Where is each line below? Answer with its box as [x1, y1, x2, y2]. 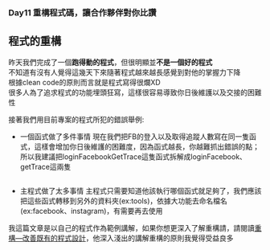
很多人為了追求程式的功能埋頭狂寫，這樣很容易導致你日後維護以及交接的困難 [8, 87, 262, 97]
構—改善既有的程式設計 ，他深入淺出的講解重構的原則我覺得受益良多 [8, 233, 234, 243]
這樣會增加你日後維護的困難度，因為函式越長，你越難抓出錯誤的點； [34, 141, 260, 151]
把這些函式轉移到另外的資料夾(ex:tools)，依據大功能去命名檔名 [19, 195, 227, 206]
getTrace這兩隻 [19, 162, 72, 171]
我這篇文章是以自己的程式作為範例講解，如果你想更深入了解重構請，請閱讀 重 [8, 223, 262, 232]
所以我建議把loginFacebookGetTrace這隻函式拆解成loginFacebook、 [19, 151, 247, 162]
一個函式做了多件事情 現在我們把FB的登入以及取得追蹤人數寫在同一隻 [19, 131, 250, 141]
